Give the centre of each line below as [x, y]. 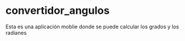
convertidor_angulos [58, 11]
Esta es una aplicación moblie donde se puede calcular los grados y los [92, 27]
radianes [16, 32]
